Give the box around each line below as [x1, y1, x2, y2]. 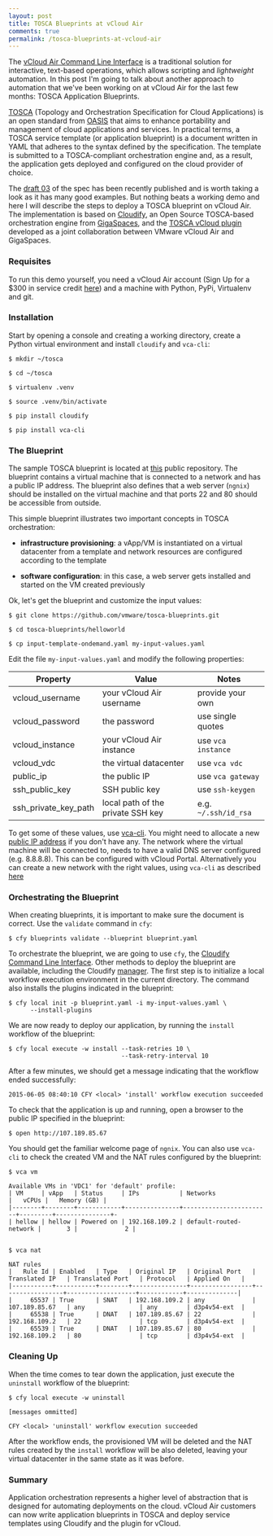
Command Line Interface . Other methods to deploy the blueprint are [8, 957, 236, 967]
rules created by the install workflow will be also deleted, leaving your [8, 1445, 248, 1455]
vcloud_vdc [12, 758, 56, 769]
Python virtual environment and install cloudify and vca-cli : [8, 339, 210, 348]
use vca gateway [197, 771, 260, 782]
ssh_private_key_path [12, 803, 95, 814]
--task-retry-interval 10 [120, 1052, 209, 1061]
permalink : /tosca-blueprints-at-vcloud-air [8, 34, 162, 43]
